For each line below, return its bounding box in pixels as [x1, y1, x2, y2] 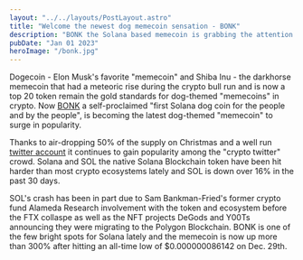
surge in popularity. [9, 119, 81, 131]
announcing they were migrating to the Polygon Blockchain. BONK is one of [9, 222, 291, 233]
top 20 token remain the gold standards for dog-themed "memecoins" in [9, 91, 279, 102]
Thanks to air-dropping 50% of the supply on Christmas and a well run [9, 137, 273, 148]
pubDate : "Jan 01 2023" [9, 38, 99, 48]
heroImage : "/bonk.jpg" [9, 47, 99, 56]
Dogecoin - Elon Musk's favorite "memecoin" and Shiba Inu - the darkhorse [9, 71, 291, 82]
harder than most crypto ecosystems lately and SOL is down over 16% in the [9, 166, 294, 177]
